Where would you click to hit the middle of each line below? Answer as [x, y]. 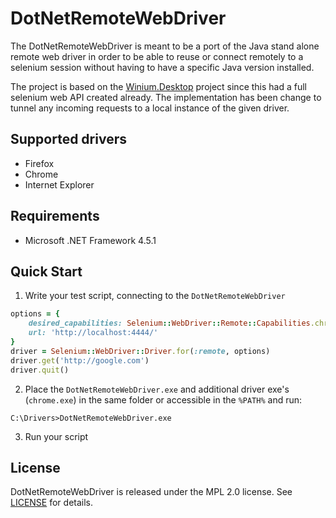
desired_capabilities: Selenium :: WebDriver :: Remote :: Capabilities [169, 323]
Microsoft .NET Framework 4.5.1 [90, 240]
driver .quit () [40, 370]
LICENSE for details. [52, 503]
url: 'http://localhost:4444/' [93, 333]
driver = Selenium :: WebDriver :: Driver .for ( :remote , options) [140, 351]
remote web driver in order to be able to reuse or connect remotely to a [157, 56]
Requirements [55, 216]
